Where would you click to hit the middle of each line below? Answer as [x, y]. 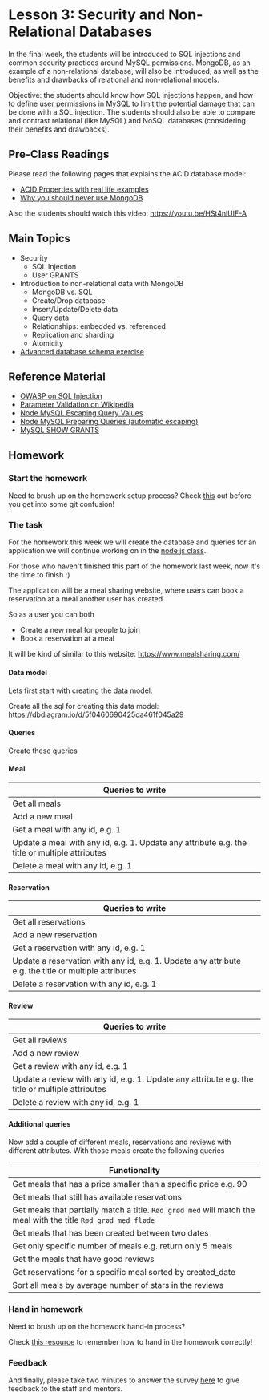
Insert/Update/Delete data [75, 309]
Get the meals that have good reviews [83, 1259]
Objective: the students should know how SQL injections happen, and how [131, 95]
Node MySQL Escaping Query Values [81, 413]
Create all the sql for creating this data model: [84, 706]
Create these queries [43, 751]
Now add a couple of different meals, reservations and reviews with [120, 1142]
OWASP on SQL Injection [61, 396]
